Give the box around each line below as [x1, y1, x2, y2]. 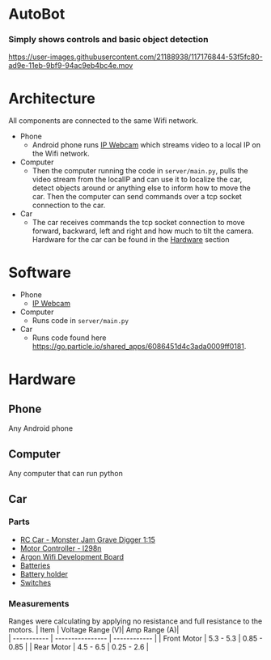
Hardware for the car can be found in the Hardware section [32, 235, 230, 245]
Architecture [8, 89, 95, 108]
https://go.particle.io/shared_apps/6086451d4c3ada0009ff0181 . [32, 342, 247, 351]
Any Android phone [8, 424, 74, 433]
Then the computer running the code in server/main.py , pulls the [32, 166, 248, 176]
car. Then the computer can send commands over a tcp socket [32, 192, 243, 202]
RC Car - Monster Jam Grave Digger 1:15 [19, 534, 156, 544]
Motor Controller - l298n [19, 543, 102, 553]
